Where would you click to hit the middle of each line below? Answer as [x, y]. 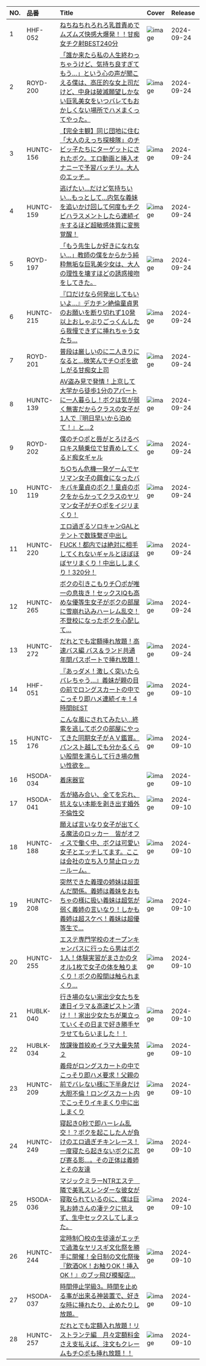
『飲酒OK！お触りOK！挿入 [99, 1266]
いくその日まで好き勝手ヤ [103, 1024]
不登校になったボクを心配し [100, 620]
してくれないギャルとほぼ [97, 554]
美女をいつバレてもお [109, 101]
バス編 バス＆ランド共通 [101, 651]
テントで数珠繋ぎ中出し [93, 536]
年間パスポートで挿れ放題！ [100, 660]
